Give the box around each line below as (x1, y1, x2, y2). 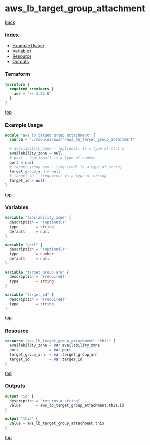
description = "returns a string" (9, 398, 80, 403)
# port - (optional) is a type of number (9, 155, 96, 160)
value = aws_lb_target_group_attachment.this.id (9, 403, 124, 408)
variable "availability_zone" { (5, 215, 71, 220)
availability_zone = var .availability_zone (9, 343, 100, 348)
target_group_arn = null (9, 169, 60, 174)
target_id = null (9, 178, 45, 183)
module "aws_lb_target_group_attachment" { (5, 133, 96, 138)
